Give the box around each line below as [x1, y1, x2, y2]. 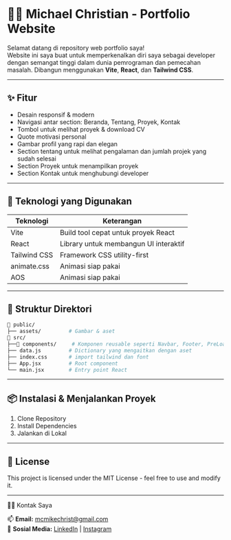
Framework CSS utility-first [59, 250, 149, 259]
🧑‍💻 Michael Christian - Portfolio [7, 6, 190, 22]
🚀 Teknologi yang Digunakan [7, 196, 133, 208]
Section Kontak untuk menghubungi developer [16, 169, 149, 177]
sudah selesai [16, 154, 56, 163]
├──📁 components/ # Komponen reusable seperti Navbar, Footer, [7, 341, 205, 348]
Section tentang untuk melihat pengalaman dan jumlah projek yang [16, 147, 207, 155]
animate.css [10, 261, 50, 271]
